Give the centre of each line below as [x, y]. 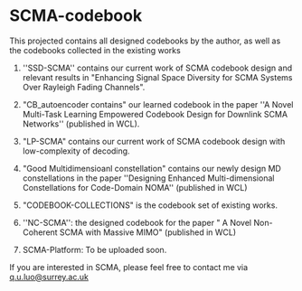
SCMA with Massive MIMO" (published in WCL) [148, 232]
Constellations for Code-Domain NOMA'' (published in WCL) [135, 187]
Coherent [40, 232]
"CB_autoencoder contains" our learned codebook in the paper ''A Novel [158, 104]
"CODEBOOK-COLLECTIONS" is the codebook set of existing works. [150, 205]
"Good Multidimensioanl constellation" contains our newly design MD [152, 168]
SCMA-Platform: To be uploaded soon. [94, 249]
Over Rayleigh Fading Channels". [84, 87]
